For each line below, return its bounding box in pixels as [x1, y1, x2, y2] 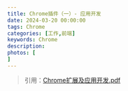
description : [7, 43, 45, 50]
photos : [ [7, 50, 36, 57]
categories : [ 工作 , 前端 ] [7, 29, 76, 37]
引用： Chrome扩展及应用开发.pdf [24, 76, 121, 84]
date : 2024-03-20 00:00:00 [7, 17, 86, 24]
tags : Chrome [7, 23, 45, 30]
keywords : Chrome [7, 36, 58, 43]
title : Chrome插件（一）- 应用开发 [7, 10, 101, 17]
